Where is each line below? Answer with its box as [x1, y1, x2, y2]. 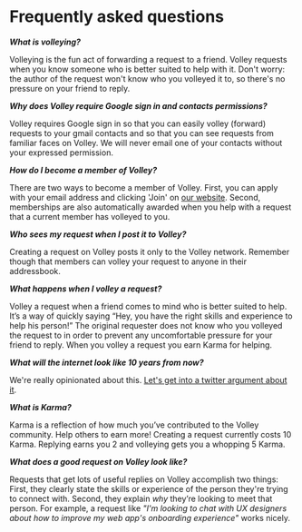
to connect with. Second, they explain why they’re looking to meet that [9, 493, 273, 504]
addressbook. [9, 265, 62, 276]
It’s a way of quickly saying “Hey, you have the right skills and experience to [9, 310, 293, 321]
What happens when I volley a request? [9, 283, 162, 294]
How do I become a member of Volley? [9, 164, 158, 175]
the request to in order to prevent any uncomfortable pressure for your [9, 330, 273, 340]
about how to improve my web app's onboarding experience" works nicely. [9, 512, 290, 523]
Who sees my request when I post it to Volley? [9, 229, 187, 240]
